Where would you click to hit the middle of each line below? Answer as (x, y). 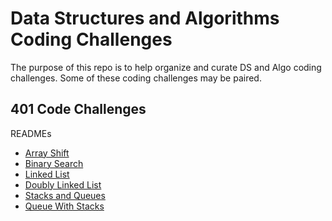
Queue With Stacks (64, 206)
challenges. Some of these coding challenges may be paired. (136, 78)
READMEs (31, 133)
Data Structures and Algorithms (145, 18)
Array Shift (47, 153)
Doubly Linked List (63, 184)
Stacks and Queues (65, 195)
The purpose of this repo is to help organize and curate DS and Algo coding (166, 67)
